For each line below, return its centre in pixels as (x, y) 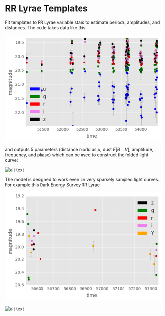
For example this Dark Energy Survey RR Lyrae (53, 185)
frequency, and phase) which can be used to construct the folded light (77, 155)
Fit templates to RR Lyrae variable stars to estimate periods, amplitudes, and (82, 22)
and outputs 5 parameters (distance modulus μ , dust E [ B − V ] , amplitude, (79, 150)
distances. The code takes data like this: (46, 27)
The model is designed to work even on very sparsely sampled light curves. (82, 180)
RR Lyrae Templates (46, 9)
